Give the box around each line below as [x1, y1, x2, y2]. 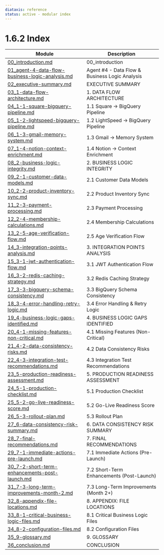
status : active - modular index [5, 12, 71, 17]
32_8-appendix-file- [7, 498, 58, 505]
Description [107, 50, 136, 57]
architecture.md [7, 95, 44, 102]
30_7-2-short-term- [7, 463, 58, 470]
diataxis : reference [5, 7, 47, 12]
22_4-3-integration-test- [7, 356, 69, 363]
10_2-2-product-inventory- [7, 187, 75, 194]
